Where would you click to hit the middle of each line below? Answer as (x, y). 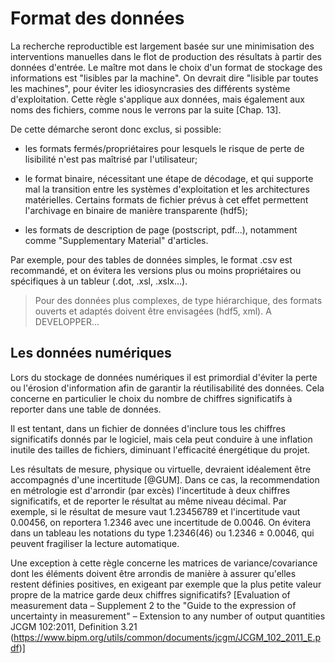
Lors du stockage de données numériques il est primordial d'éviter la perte (164, 377)
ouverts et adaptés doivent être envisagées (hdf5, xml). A (153, 311)
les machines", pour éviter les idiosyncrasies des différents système (150, 88)
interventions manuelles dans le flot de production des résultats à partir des (166, 56)
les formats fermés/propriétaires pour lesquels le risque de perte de (164, 148)
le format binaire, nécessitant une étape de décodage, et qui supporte (169, 178)
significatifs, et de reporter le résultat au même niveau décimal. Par (148, 501)
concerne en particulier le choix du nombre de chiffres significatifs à (151, 398)
